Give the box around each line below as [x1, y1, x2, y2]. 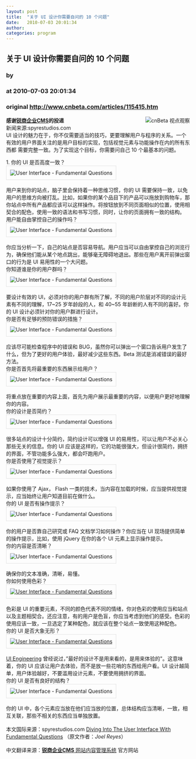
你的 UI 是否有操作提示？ [6, 500, 66, 507]
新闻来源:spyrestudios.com [6, 124, 71, 131]
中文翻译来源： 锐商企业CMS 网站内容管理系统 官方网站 [6, 746, 139, 753]
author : [6, 25, 25, 31]
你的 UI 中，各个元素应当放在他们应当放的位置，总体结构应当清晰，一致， [6, 705, 183, 712]
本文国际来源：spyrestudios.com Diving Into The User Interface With [6, 726, 171, 733]
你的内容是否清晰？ [6, 542, 52, 549]
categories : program [6, 30, 57, 36]
